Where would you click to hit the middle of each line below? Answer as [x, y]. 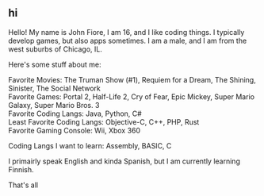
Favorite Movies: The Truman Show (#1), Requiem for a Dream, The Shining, [132, 79]
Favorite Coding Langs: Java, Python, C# [75, 113]
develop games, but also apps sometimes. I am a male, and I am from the [128, 40]
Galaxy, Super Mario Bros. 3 [54, 105]
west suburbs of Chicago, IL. [55, 49]
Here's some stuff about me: [55, 64]
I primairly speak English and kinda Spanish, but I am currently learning [124, 161]
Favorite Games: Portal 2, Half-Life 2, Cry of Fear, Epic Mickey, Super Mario [132, 96]
